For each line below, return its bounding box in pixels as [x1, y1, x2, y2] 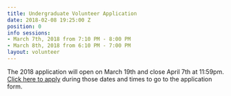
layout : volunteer [7, 49, 60, 56]
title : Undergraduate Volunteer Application [7, 10, 137, 17]
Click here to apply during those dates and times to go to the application [7, 75, 212, 83]
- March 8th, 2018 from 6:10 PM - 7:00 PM [7, 42, 131, 49]
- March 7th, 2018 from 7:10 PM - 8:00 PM [7, 36, 131, 43]
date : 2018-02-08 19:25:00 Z [7, 17, 91, 23]
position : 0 [7, 23, 41, 30]
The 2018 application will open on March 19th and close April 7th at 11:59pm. [7, 67, 224, 76]
